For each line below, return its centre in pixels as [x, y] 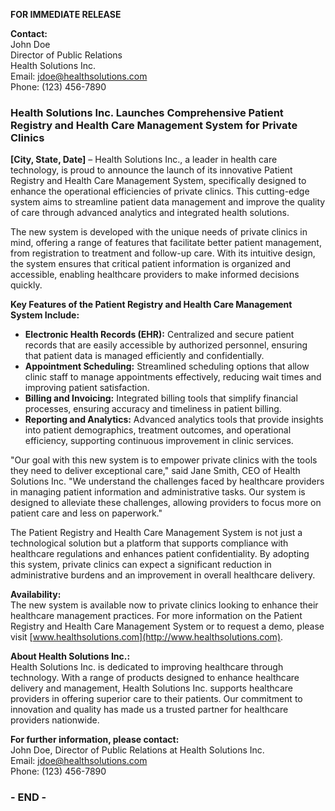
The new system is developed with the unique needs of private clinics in [159, 232]
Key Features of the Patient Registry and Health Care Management [151, 305]
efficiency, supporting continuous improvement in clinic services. [159, 441]
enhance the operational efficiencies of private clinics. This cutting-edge [160, 191]
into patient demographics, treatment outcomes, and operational [158, 430]
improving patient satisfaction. [87, 388]
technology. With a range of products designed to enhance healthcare [155, 678]
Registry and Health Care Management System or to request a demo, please [167, 626]
